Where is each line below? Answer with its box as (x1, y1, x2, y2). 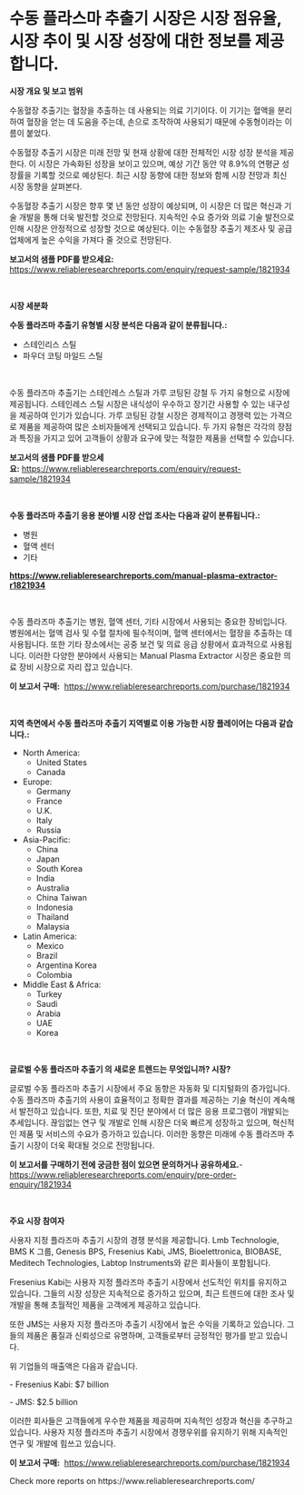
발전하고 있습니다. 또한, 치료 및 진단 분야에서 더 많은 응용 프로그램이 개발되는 (18, 1105, 290, 1116)
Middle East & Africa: (22, 979, 102, 990)
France (35, 795, 64, 806)
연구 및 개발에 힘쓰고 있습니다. (9, 1438, 116, 1449)
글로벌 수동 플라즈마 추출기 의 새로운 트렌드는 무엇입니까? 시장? (9, 1063, 231, 1074)
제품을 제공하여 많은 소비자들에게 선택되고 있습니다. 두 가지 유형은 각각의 (18, 421, 276, 432)
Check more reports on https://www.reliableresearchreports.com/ (9, 1475, 256, 1486)
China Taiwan (35, 892, 88, 902)
